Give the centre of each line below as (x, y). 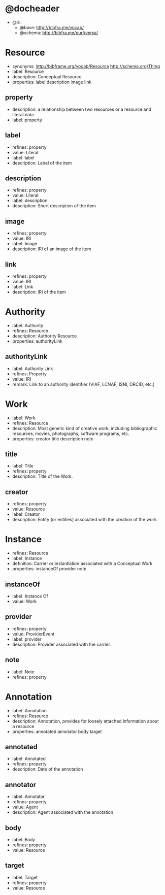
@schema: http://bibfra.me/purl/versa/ (59, 33)
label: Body (24, 840)
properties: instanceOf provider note (49, 569)
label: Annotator (29, 796)
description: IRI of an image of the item (51, 249)
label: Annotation (29, 710)
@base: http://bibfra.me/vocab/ (52, 27)
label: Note (23, 672)
